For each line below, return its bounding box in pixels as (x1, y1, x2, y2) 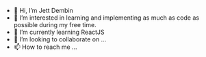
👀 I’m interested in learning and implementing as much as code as (13, 14, 200, 22)
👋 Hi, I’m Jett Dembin (13, 7, 74, 14)
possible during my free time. (13, 21, 97, 28)
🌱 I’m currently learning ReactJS (13, 28, 105, 36)
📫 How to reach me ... (13, 43, 77, 51)
